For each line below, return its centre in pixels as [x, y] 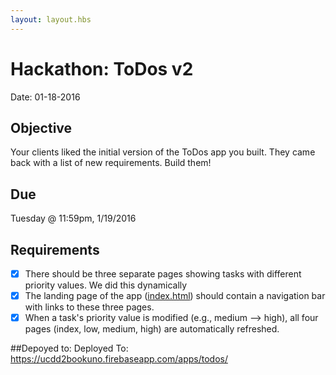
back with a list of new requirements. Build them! [111, 163]
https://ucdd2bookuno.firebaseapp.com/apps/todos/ [119, 359]
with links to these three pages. [89, 307]
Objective [41, 127]
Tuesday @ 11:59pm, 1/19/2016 [73, 218]
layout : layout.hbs [51, 19]
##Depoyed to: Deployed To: [69, 348]
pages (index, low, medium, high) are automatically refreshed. [152, 329]
